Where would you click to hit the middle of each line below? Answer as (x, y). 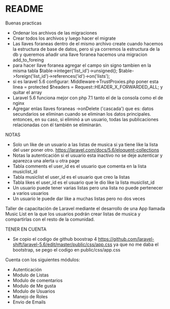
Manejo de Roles (30, 296)
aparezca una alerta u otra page (46, 160)
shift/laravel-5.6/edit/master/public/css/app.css (62, 244)
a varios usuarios (31, 193)
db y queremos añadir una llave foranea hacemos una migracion (80, 54)
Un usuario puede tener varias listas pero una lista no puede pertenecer (88, 188)
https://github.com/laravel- (126, 239)
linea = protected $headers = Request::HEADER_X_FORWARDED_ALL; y (88, 87)
